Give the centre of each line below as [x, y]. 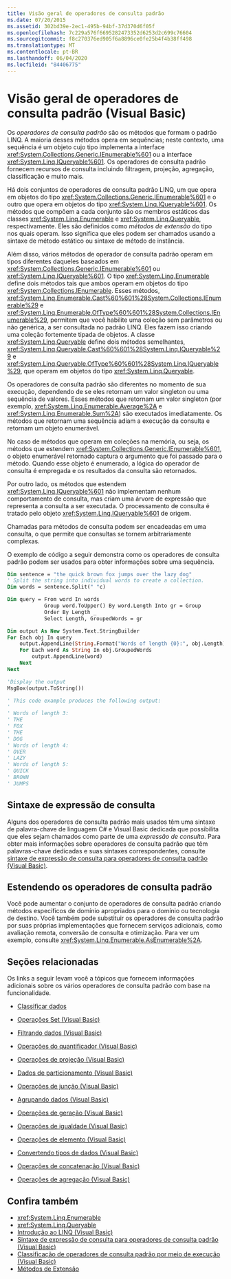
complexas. [23, 541]
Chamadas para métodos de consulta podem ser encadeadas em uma [107, 526]
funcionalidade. [29, 993]
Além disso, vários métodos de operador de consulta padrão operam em [110, 254]
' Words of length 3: [38, 713]
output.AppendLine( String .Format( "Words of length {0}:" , [104, 644]
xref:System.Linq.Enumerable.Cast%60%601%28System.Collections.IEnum [114, 298]
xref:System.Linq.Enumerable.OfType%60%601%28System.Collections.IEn [114, 312]
